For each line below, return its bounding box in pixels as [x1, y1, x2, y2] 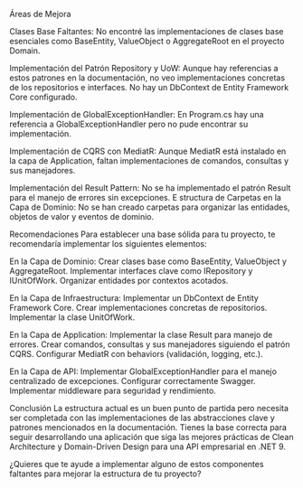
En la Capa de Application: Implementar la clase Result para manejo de [9, 330, 273, 340]
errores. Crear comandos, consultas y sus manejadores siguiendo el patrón [9, 339, 290, 350]
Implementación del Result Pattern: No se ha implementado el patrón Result [9, 183, 291, 193]
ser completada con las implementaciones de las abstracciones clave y [9, 412, 276, 423]
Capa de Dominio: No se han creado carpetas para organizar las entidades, [9, 202, 290, 212]
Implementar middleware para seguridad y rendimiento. [9, 385, 217, 396]
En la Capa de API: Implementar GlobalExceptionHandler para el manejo [9, 366, 278, 377]
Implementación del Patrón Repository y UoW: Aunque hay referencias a [9, 63, 279, 73]
